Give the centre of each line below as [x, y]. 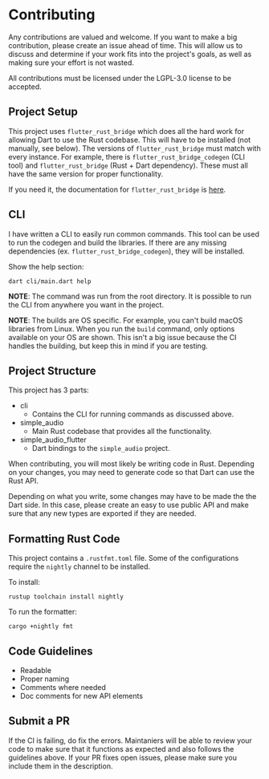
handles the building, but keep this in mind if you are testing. [108, 346]
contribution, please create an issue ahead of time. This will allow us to [126, 45]
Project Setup [43, 112]
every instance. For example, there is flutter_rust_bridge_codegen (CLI [127, 156]
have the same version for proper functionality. [86, 173]
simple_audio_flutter [53, 440]
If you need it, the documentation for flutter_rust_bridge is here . [117, 189]
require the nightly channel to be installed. [79, 566]
